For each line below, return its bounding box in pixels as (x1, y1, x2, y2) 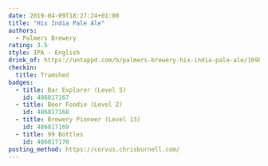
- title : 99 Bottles (15, 130, 84, 138)
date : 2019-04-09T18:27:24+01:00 (8, 11, 120, 20)
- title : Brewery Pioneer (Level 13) (15, 116, 141, 124)
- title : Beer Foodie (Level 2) (15, 101, 124, 109)
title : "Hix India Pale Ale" (8, 19, 105, 27)
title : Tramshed (15, 71, 69, 79)
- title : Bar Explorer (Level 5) (15, 85, 127, 94)
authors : (8, 26, 37, 34)
